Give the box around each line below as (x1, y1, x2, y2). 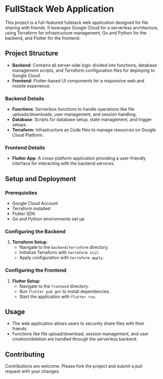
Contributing (5, 350, 45, 359)
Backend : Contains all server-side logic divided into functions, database (12, 62, 157, 68)
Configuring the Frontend (5, 267, 67, 274)
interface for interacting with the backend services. (12, 160, 115, 166)
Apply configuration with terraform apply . (19, 255, 104, 260)
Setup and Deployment (5, 175, 76, 183)
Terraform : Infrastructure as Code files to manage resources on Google (12, 127, 156, 133)
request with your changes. (5, 368, 60, 374)
